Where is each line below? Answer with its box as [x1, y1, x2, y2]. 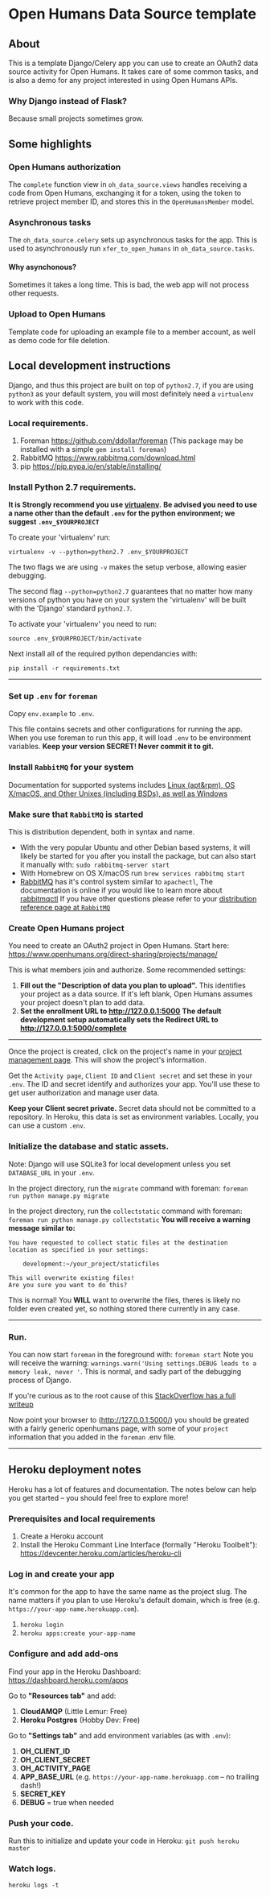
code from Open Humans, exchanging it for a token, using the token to [8, 188, 242, 197]
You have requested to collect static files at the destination [8, 1238, 228, 1247]
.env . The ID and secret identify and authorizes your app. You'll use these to [8, 1079, 260, 1089]
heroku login [19, 1621, 64, 1630]
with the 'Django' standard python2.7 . [8, 603, 133, 613]
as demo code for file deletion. [8, 335, 110, 345]
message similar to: [8, 1223, 76, 1232]
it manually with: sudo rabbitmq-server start [19, 859, 170, 870]
